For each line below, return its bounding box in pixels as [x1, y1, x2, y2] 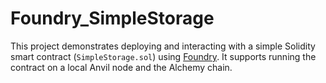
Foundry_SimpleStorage [10, 7, 215, 30]
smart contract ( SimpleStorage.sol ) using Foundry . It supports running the [10, 50, 317, 62]
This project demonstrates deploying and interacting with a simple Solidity [10, 40, 316, 52]
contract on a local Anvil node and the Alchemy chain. [10, 61, 233, 73]
